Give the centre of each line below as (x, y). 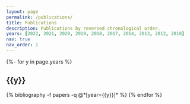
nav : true (18, 39)
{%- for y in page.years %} (39, 62)
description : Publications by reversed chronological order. (83, 28)
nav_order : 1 (22, 45)
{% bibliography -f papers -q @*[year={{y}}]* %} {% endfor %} (84, 94)
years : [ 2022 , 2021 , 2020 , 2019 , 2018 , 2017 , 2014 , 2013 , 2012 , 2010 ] (95, 34)
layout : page (22, 12)
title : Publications (32, 23)
